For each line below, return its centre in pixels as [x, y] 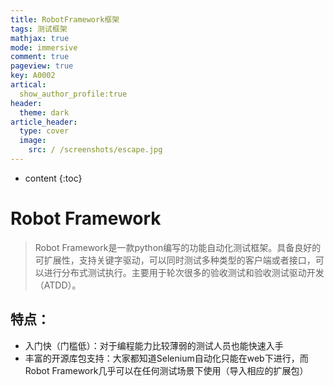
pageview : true [42, 66]
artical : [28, 85]
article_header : [44, 122]
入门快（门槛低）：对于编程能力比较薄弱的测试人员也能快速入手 [154, 345]
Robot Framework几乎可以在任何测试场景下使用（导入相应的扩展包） [166, 370]
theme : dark [44, 112]
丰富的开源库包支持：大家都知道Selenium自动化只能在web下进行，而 [166, 358]
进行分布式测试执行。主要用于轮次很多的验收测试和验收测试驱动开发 [184, 272]
